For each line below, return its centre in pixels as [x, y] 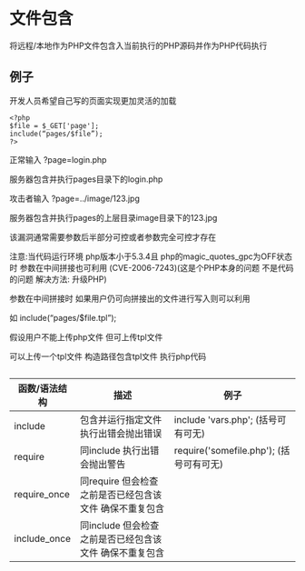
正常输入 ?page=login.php [58, 159]
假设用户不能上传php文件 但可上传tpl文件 [86, 336]
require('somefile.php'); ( [227, 451]
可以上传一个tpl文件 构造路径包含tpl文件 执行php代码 [108, 356]
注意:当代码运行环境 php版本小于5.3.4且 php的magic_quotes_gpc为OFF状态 [151, 256]
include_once [42, 539]
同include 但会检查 [120, 526]
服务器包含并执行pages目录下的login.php [86, 179]
